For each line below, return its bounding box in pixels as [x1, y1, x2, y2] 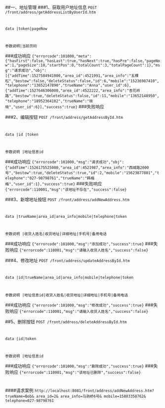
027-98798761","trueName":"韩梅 [29, 175, 95, 181]
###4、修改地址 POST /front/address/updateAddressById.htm [5, 257, 130, 263]
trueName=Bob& [5, 394, 35, 399]
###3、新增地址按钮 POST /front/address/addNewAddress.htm [5, 196, 130, 202]
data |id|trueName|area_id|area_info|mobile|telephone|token [5, 275, 134, 280]
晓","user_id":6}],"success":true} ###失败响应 [5, 103, 105, 110]
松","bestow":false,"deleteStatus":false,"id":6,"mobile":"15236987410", [5, 79, 160, 84]
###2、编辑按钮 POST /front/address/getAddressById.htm [5, 114, 124, 120]
